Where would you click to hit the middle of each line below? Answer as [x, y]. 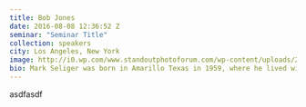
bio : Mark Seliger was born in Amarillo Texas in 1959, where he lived [148, 69]
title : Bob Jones [42, 18]
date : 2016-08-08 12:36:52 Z [65, 26]
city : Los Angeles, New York [65, 52]
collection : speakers [51, 43]
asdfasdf [26, 94]
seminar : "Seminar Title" [58, 34]
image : [22, 60]
